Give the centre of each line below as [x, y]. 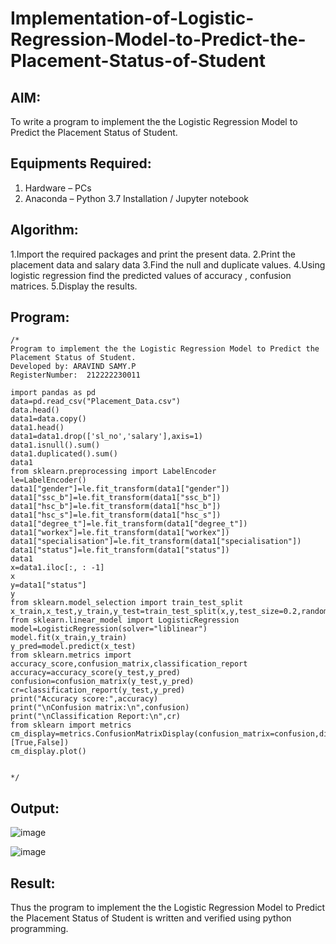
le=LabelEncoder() [48, 480]
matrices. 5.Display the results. [74, 286]
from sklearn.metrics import [71, 655]
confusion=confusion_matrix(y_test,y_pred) [102, 682]
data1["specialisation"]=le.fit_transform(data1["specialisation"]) [156, 542]
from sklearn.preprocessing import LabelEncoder [113, 472]
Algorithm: [44, 230]
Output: [35, 808]
